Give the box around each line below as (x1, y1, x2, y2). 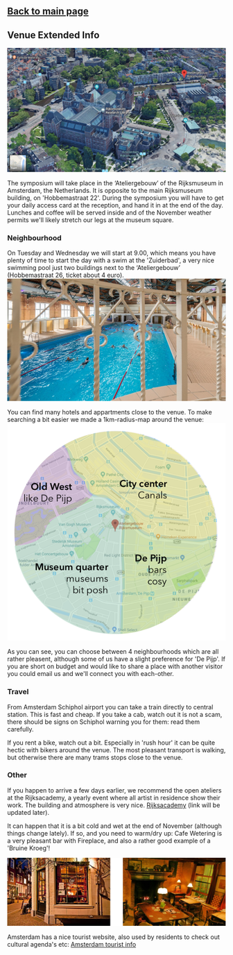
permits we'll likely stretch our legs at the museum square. (7, 216, 174, 224)
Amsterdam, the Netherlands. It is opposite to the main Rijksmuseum (7, 187, 203, 195)
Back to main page (7, 6, 89, 17)
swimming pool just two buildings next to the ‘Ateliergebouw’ (7, 264, 180, 272)
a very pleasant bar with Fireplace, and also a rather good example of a (7, 836, 211, 845)
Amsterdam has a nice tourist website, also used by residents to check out (7, 933, 220, 941)
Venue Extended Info (7, 29, 100, 41)
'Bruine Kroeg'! (7, 843, 51, 852)
